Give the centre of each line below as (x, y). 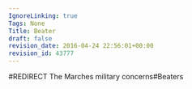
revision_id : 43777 (41, 53)
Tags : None (27, 23)
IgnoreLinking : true (43, 16)
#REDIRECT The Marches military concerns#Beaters (96, 76)
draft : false (30, 38)
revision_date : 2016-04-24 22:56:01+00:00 (81, 46)
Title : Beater (32, 31)
